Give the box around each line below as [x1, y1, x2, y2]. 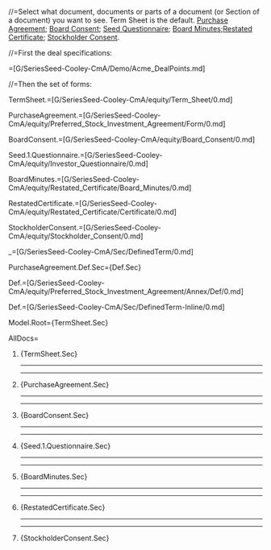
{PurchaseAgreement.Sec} [19, 380, 110, 389]
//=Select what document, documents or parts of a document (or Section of [8, 7, 260, 16]
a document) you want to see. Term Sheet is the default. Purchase [8, 15, 228, 25]
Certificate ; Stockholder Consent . [8, 32, 120, 42]
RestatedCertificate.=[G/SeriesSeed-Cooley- [8, 199, 157, 208]
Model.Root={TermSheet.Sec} [8, 318, 109, 327]
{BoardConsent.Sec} [19, 411, 90, 420]
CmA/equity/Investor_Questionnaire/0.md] [8, 159, 149, 168]
